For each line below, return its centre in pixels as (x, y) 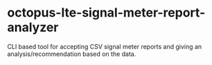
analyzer (33, 27)
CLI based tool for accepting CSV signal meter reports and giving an (105, 46)
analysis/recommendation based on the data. (72, 54)
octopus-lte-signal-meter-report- (106, 13)
